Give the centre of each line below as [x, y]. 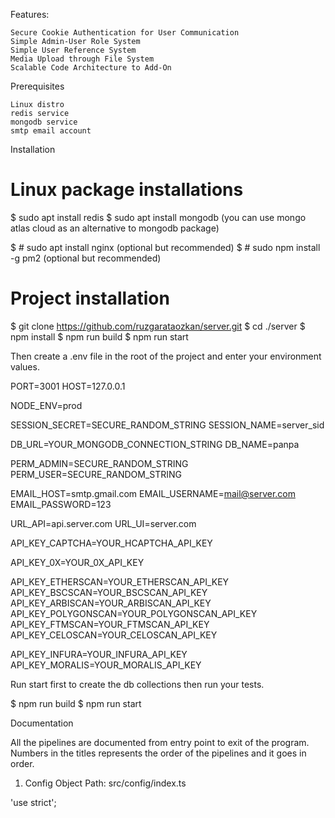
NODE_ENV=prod [46, 405]
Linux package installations [127, 190]
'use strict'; [33, 802]
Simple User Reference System [73, 50]
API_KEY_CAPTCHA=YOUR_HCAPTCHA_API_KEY [111, 543]
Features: [30, 14]
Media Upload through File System [82, 59]
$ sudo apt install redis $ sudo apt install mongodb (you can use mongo [158, 217]
